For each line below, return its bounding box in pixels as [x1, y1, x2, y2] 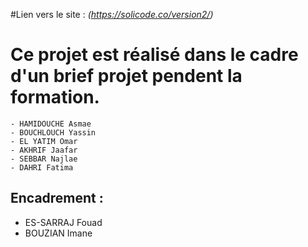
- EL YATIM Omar [10, 136, 78, 146]
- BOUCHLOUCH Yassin [10, 127, 97, 138]
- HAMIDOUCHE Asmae [10, 119, 92, 129]
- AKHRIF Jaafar [10, 145, 78, 155]
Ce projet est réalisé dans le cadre [10, 44, 299, 66]
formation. [10, 86, 100, 109]
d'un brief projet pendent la [10, 65, 243, 88]
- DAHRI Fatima [10, 162, 74, 173]
